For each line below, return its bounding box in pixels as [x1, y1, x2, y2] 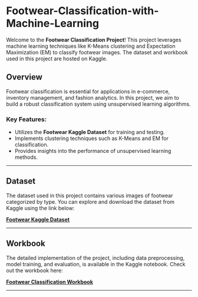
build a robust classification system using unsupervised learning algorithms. [6, 100, 191, 107]
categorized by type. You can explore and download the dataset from [6, 198, 175, 205]
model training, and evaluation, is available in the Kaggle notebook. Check [6, 260, 186, 267]
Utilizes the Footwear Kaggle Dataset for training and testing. [14, 129, 165, 136]
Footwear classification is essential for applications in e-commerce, [6, 87, 170, 95]
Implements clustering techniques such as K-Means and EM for [14, 135, 169, 142]
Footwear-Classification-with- [6, 4, 159, 18]
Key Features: [6, 115, 47, 123]
